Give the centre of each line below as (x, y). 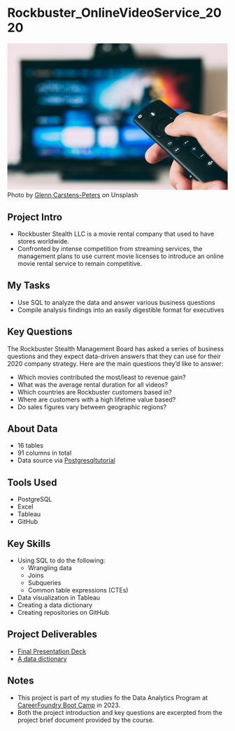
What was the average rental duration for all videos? (92, 384)
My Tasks (29, 286)
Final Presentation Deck (51, 651)
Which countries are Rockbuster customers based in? (95, 392)
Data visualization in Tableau (58, 597)
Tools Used (32, 482)
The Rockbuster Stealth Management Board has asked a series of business (115, 348)
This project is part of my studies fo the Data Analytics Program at (113, 697)
